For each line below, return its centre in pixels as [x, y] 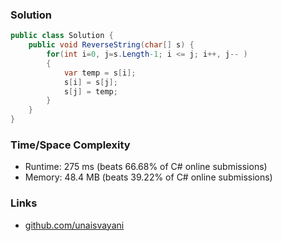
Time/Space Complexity [70, 145]
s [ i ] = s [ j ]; [90, 82]
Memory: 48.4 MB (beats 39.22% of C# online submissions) [148, 177]
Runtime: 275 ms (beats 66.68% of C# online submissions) [146, 167]
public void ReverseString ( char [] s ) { [111, 45]
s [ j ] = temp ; [90, 91]
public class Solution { [62, 36]
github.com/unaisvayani [74, 225]
